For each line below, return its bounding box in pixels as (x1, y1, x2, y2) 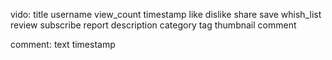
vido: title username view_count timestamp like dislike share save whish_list (10, 9, 322, 20)
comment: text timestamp (10, 39, 116, 50)
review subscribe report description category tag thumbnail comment (10, 19, 297, 31)
